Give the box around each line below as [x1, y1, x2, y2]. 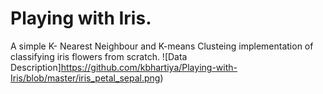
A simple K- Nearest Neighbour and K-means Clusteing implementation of [10, 40, 314, 52]
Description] [10, 61, 62, 73]
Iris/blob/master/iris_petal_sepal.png [10, 72, 161, 84]
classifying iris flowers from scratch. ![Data [10, 50, 188, 62]
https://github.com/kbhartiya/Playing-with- [60, 61, 238, 73]
